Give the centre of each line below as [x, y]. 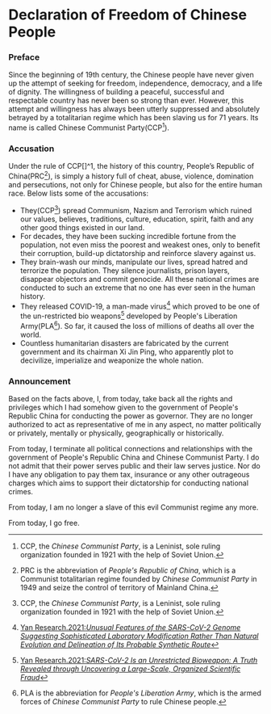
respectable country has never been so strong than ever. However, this [126, 101]
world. [31, 334]
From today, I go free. [44, 523]
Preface [24, 57]
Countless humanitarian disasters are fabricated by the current [124, 343]
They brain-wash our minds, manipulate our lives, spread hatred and [134, 262]
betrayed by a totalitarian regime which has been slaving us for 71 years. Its [133, 118]
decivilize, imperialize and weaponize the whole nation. [112, 360]
